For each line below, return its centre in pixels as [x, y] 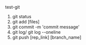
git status [22, 16]
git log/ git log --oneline [36, 32]
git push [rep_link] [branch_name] [47, 37]
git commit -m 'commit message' [46, 27]
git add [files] [26, 22]
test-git [13, 7]
